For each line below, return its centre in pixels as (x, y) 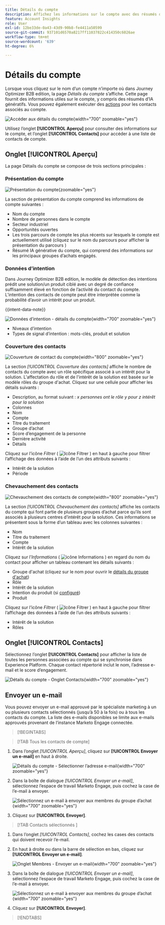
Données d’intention (30, 268)
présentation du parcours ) (39, 245)
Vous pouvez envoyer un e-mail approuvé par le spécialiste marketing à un (81, 707)
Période (20, 474)
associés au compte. (26, 109)
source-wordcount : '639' (30, 42)
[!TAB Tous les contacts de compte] (53, 742)
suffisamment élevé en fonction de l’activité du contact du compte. (72, 289)
